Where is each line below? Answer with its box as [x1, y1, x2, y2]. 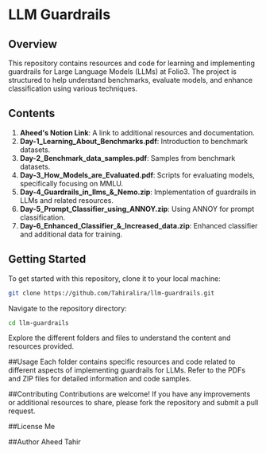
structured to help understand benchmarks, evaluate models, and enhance [8, 76, 253, 84]
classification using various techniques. [8, 84, 137, 93]
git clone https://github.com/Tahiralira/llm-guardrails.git [8, 289, 215, 297]
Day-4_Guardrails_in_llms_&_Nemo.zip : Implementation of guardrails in [19, 187, 256, 197]
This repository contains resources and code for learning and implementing [8, 58, 256, 68]
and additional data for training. [19, 229, 123, 239]
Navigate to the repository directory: [8, 303, 127, 313]
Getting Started [8, 252, 87, 266]
